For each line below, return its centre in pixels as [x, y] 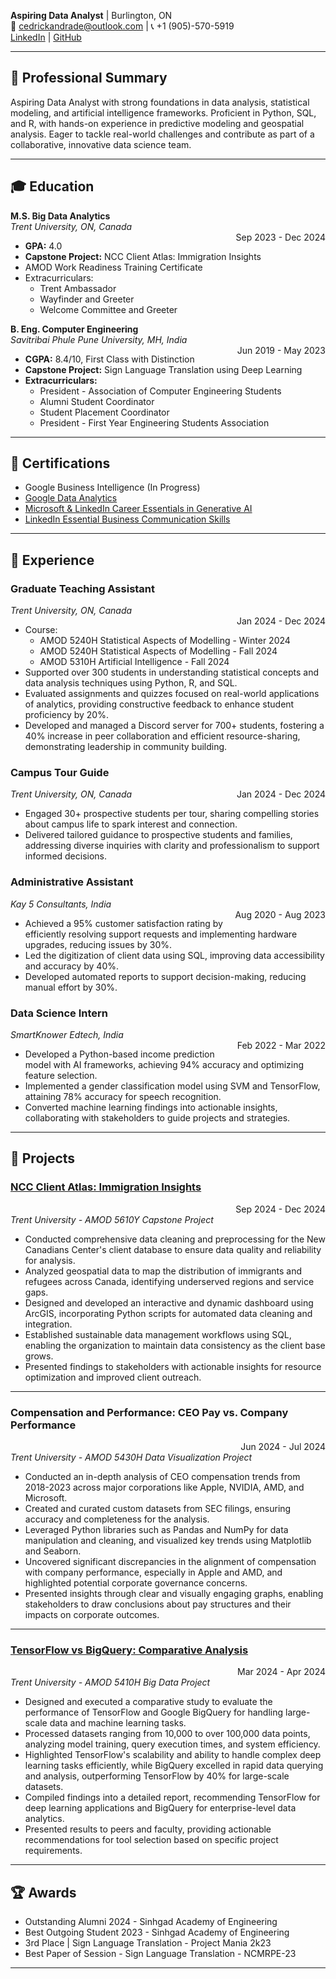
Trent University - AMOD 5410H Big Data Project [110, 1682]
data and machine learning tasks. [118, 1723]
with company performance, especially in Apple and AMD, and [153, 1572]
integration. [48, 1324]
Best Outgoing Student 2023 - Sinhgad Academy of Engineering [157, 1932]
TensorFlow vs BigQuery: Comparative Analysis [129, 1650]
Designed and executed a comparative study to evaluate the [148, 1702]
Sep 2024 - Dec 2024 [280, 1209]
